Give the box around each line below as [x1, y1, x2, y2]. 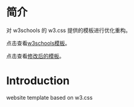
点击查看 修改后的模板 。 [6, 52, 65, 59]
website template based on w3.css [6, 94, 93, 101]
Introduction [6, 74, 70, 88]
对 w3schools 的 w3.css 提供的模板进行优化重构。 [6, 27, 131, 34]
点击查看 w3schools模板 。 [6, 39, 71, 47]
